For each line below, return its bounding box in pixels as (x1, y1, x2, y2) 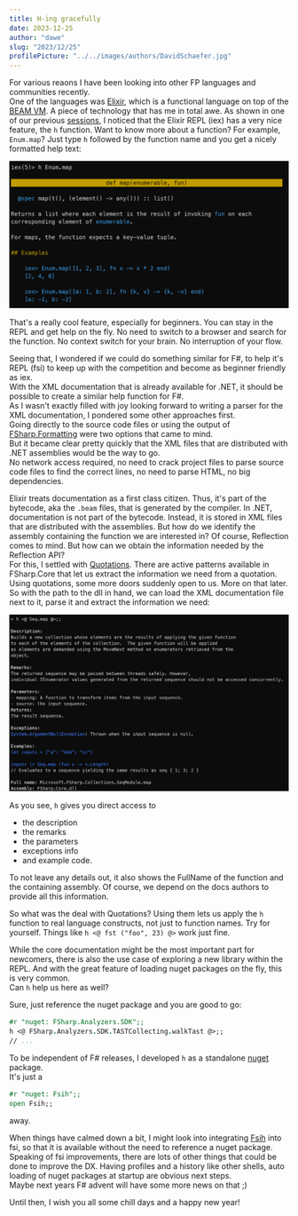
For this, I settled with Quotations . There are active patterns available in (9, 559, 270, 569)
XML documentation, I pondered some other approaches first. (9, 409, 236, 420)
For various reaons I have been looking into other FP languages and (9, 77, 256, 88)
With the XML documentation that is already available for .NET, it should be (9, 381, 284, 392)
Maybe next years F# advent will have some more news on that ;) (9, 1180, 248, 1190)
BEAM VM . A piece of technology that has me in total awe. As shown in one (9, 106, 286, 116)
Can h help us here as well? (9, 982, 109, 993)
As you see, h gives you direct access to (9, 800, 157, 811)
